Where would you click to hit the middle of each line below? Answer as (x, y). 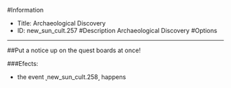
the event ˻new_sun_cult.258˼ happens (71, 77)
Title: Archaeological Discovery (61, 23)
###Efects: (23, 64)
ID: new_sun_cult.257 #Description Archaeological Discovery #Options (117, 31)
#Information (25, 10)
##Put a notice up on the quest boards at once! (74, 50)
